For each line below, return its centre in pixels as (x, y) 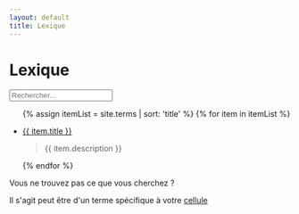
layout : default (39, 17)
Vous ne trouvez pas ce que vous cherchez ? (92, 183)
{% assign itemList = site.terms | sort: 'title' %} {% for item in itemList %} (156, 114)
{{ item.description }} (83, 149)
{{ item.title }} (47, 131)
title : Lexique (37, 26)
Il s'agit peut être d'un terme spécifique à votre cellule (108, 201)
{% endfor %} (48, 166)
